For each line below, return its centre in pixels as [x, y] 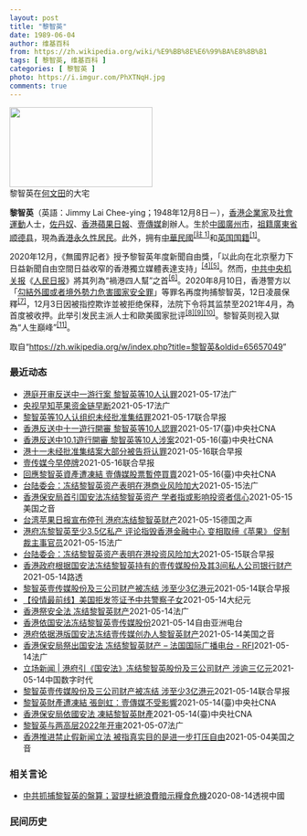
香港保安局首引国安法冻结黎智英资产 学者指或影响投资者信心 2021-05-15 [158, 497]
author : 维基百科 [40, 43]
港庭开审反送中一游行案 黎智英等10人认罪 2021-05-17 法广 [130, 394]
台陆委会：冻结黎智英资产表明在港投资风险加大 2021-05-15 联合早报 [148, 554]
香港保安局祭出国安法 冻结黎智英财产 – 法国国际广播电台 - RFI [138, 645]
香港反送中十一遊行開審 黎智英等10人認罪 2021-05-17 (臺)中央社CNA [149, 428]
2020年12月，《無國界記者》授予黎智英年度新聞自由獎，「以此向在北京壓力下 [152, 257]
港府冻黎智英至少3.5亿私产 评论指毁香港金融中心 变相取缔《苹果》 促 [152, 531]
